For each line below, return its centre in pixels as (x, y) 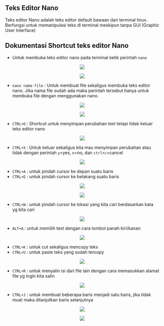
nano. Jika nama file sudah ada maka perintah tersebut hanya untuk (81, 91)
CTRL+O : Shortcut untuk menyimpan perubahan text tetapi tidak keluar (82, 123)
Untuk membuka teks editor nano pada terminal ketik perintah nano (79, 57)
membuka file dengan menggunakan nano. (55, 95)
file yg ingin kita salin (33, 276)
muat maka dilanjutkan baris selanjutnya (53, 300)
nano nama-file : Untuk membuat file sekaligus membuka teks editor (81, 85)
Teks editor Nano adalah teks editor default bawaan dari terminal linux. (76, 20)
